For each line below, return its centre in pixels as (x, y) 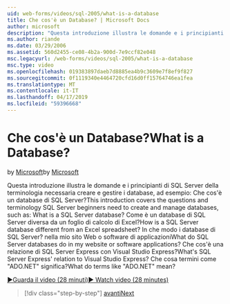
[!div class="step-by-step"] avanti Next (79, 293)
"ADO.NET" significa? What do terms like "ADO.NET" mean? (92, 266)
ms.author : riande (33, 39)
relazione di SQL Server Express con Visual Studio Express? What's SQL (109, 251)
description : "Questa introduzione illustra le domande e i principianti (116, 33)
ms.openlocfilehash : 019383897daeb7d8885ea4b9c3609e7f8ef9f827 (100, 71)
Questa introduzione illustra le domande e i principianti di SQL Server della (113, 185)
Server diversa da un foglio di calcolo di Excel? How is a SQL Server (103, 222)
